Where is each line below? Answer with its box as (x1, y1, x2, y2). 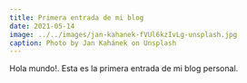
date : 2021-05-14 (9, 22, 75, 31)
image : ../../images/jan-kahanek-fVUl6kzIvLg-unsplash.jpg (9, 30, 238, 39)
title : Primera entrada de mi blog (9, 13, 144, 23)
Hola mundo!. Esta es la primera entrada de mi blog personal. (9, 63, 239, 74)
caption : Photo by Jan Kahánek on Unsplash (9, 38, 177, 48)
